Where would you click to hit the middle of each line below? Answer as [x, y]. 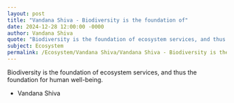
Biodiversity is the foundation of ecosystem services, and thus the [102, 72]
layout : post [26, 14]
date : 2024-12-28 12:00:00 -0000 [56, 26]
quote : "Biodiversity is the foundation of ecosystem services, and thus [117, 40]
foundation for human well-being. [55, 79]
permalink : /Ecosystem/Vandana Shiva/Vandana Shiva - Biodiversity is [112, 53]
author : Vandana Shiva [40, 33]
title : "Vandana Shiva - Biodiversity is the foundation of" [98, 20]
